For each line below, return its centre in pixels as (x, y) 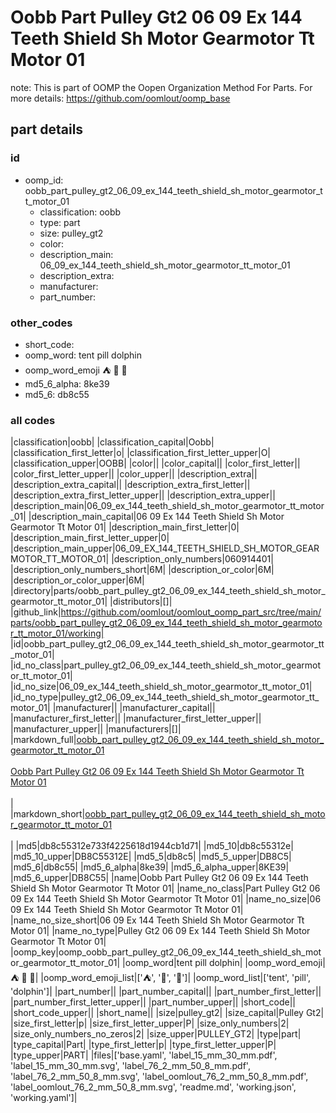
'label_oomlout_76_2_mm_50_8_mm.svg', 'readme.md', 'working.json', (153, 1087)
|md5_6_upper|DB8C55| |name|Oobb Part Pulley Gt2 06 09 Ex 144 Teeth (159, 878)
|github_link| (36, 612)
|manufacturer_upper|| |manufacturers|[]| (96, 729)
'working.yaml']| (44, 1098)
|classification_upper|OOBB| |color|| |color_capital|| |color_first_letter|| (155, 463)
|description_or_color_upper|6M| (77, 580)
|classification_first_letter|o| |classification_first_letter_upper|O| (141, 453)
